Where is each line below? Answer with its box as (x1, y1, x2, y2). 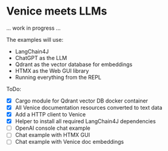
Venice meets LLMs (6, 4, 107, 18)
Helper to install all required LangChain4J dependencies (15, 118, 156, 125)
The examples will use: (6, 36, 64, 43)
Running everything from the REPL (15, 73, 102, 81)
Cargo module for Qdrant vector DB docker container (15, 97, 149, 104)
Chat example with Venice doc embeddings (15, 138, 124, 146)
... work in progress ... (6, 24, 61, 32)
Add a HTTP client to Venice (15, 111, 86, 118)
